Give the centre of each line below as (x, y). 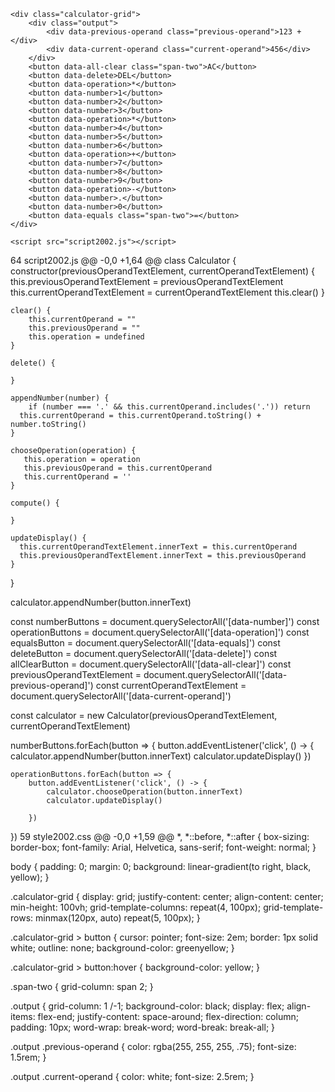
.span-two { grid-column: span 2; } (82, 986)
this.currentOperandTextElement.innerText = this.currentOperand (158, 547)
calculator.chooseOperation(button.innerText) (145, 792)
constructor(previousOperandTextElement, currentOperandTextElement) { (162, 271)
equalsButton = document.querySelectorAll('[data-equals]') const (145, 643)
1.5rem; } (28, 1057)
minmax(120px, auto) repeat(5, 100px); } (117, 918)
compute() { (35, 503)
